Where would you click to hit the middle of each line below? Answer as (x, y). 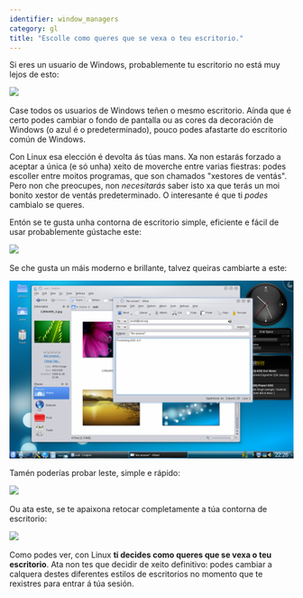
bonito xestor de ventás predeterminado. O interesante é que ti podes (139, 195)
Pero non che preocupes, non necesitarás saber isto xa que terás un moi (145, 186)
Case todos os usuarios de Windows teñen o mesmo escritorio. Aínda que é (150, 111)
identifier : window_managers (64, 19)
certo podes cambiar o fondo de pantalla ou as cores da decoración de (142, 120)
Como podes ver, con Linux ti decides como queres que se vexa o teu (141, 555)
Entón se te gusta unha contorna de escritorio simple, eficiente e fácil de (144, 222)
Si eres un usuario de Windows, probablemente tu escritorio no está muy (145, 65)
